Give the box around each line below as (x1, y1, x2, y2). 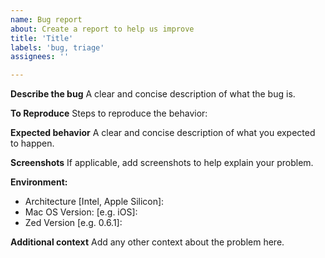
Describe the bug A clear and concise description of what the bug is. (10, 88, 296, 100)
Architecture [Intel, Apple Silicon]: (24, 196, 165, 208)
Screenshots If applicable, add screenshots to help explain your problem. (10, 157, 314, 169)
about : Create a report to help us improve (10, 24, 195, 34)
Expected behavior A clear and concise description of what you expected (10, 127, 316, 139)
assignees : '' (10, 52, 70, 62)
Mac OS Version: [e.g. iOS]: (24, 206, 138, 218)
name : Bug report (10, 14, 83, 25)
